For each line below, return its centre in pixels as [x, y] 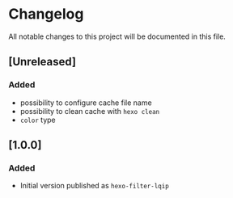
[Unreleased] [42, 62]
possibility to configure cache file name [86, 103]
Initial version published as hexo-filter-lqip [95, 186]
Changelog [46, 14]
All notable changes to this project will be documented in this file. [117, 36]
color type [38, 120]
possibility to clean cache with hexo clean [90, 111]
